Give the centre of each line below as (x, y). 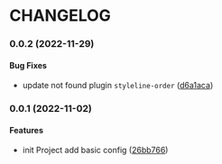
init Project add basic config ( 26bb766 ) (95, 150)
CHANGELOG (60, 16)
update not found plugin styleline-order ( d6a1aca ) (118, 86)
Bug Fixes (28, 65)
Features (26, 130)
